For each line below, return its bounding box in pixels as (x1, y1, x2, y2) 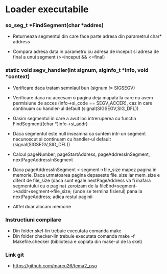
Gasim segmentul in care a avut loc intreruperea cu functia (12, 115, 136, 121)
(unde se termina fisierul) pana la (73, 188, 142, 194)
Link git (5, 251, 24, 258)
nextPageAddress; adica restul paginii (12, 194, 93, 200)
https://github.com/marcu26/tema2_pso (12, 263, 97, 269)
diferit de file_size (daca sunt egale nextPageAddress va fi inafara (12, 177, 151, 183)
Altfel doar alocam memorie (12, 203, 71, 209)
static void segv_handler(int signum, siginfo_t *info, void (5, 67, 149, 74)
